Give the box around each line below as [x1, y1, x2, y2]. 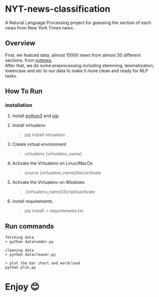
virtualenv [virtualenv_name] [24, 151, 82, 157]
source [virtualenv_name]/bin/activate [24, 170, 102, 176]
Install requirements [12, 198, 53, 204]
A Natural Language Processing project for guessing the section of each [5, 20, 151, 25]
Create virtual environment [12, 141, 67, 148]
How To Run [5, 87, 43, 96]
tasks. [5, 73, 18, 79]
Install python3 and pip [12, 113, 59, 119]
